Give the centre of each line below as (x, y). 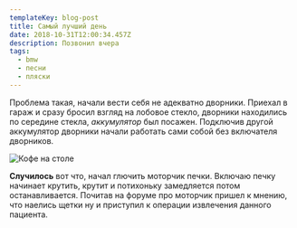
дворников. (32, 140)
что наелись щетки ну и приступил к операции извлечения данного (140, 204)
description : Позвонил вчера (64, 43)
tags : (19, 52)
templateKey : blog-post (54, 18)
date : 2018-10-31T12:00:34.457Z (70, 34)
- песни (32, 69)
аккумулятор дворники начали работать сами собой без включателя (144, 131)
